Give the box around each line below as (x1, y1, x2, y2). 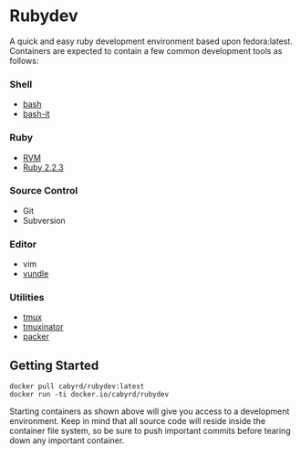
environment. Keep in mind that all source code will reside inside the (9, 416, 266, 427)
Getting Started (9, 357, 99, 373)
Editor (9, 238, 37, 250)
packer (22, 331, 50, 343)
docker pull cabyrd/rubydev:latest (9, 382, 145, 391)
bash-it (22, 109, 50, 120)
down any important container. (9, 435, 125, 446)
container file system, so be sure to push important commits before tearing (9, 426, 291, 437)
